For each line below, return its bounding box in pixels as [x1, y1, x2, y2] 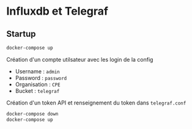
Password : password [15, 74, 67, 81]
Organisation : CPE [15, 81, 61, 88]
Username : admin [15, 67, 60, 75]
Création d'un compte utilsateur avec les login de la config [6, 56, 153, 63]
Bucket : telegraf [15, 87, 60, 94]
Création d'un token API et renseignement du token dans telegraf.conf [6, 99, 186, 106]
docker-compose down [6, 111, 59, 117]
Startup [6, 29, 36, 39]
